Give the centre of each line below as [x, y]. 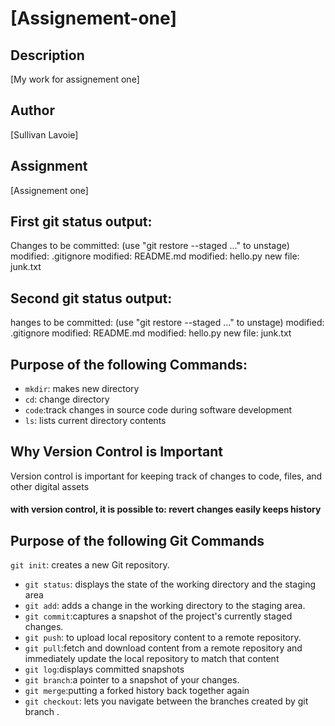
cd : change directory [67, 399]
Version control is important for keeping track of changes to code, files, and [166, 476]
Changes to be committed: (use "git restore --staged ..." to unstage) [150, 246]
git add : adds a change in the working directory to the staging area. [165, 606]
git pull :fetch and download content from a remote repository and [163, 648]
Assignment [49, 166]
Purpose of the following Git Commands [137, 540]
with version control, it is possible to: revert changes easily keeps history [166, 509]
